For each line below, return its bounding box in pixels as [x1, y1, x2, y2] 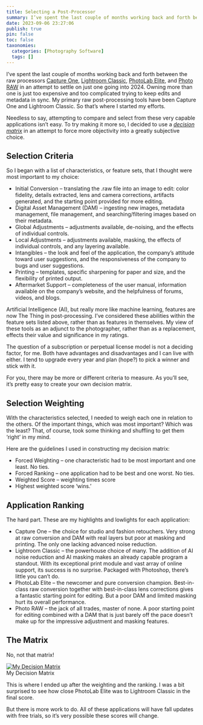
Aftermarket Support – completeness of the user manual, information [14, 282, 187, 289]
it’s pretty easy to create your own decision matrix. [6, 381, 132, 388]
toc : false [6, 37, 34, 43]
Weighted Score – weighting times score [14, 476, 116, 483]
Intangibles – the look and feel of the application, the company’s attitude [14, 249, 195, 257]
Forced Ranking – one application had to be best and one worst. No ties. [14, 469, 195, 477]
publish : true [6, 25, 42, 32]
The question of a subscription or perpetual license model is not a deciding [6, 343, 193, 350]
